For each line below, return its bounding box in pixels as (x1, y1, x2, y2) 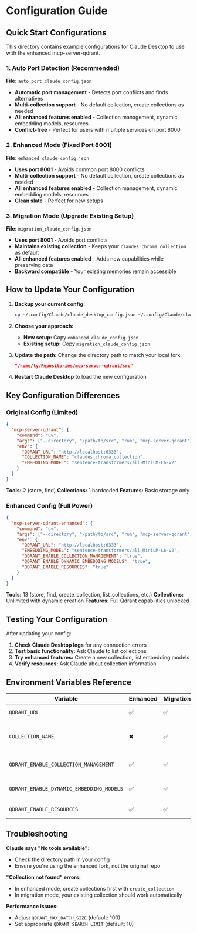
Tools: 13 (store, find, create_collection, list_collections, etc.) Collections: (6, 591, 184, 598)
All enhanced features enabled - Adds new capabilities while (14, 255, 164, 262)
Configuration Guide (6, 4, 108, 18)
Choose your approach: (14, 322, 74, 329)
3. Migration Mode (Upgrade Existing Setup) (6, 212, 134, 220)
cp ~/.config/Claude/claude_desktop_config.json (14, 312, 136, 318)
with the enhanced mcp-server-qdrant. (6, 49, 101, 56)
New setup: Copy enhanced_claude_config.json (23, 334, 139, 341)
